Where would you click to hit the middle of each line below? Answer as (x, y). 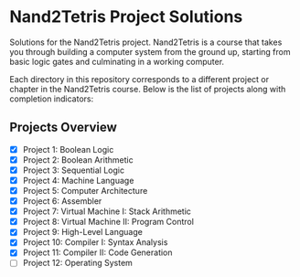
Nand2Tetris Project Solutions (126, 17)
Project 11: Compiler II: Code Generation (97, 252)
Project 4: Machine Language (78, 180)
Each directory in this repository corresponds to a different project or (139, 79)
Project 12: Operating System (77, 263)
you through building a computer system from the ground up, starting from (150, 51)
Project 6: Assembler (62, 201)
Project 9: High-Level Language (83, 232)
